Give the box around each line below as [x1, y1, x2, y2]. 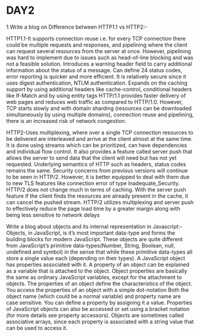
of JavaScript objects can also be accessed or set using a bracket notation [6, 305, 190, 312]
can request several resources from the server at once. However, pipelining [6, 47, 192, 54]
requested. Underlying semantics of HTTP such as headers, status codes [6, 161, 186, 168]
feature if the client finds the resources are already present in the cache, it [6, 192, 189, 199]
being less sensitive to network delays [6, 211, 100, 218]
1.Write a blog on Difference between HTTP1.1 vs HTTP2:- [6, 23, 148, 30]
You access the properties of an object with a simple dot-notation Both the [6, 286, 189, 293]
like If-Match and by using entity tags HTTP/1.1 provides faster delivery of [6, 92, 186, 99]
